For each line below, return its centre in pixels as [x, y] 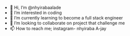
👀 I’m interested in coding [36, 13]
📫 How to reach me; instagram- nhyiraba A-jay [58, 28]
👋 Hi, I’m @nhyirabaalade [35, 8]
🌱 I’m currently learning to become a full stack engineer [66, 18]
